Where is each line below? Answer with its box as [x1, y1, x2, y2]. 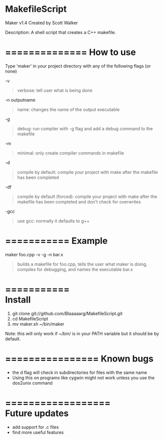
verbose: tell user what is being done [17, 87, 93, 93]
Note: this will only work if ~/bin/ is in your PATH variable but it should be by [5, 330, 159, 336]
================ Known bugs [5, 353, 154, 364]
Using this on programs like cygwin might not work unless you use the [12, 374, 155, 381]
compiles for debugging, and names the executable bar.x [17, 266, 133, 272]
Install [5, 294, 31, 305]
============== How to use [5, 47, 136, 58]
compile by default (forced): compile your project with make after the [17, 194, 158, 200]
